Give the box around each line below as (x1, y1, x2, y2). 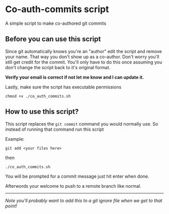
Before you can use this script (5, 35, 101, 43)
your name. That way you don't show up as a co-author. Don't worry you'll (5, 54, 159, 60)
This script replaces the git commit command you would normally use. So (5, 121, 158, 127)
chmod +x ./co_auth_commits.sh (5, 93, 71, 99)
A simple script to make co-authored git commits (5, 20, 107, 26)
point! (5, 203, 18, 209)
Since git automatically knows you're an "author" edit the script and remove (5, 48, 162, 54)
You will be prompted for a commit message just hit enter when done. (5, 173, 149, 179)
